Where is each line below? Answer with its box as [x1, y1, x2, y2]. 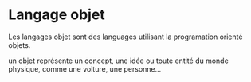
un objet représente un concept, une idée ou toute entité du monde [8, 56, 229, 65]
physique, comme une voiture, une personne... [8, 64, 162, 73]
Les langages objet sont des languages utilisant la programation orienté [8, 32, 243, 41]
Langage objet [8, 6, 105, 24]
